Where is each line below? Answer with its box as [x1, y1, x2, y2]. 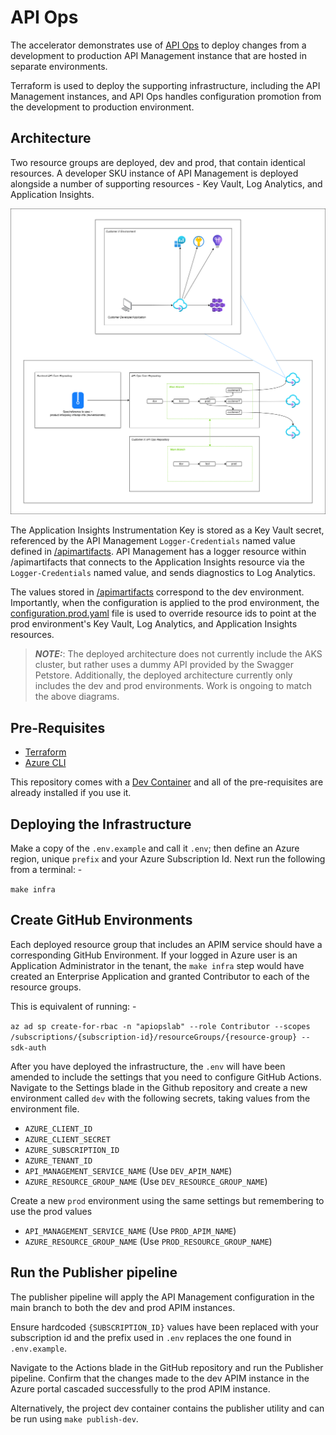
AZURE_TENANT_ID [24, 1156, 93, 1166]
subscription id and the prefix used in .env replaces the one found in [10, 1331, 292, 1343]
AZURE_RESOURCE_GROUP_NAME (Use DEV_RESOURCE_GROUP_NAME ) [24, 1175, 268, 1187]
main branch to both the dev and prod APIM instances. [10, 1301, 236, 1313]
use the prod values [10, 1205, 93, 1217]
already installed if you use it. [10, 787, 132, 799]
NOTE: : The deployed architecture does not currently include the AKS [34, 648, 323, 660]
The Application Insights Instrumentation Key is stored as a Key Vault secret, [10, 524, 325, 536]
